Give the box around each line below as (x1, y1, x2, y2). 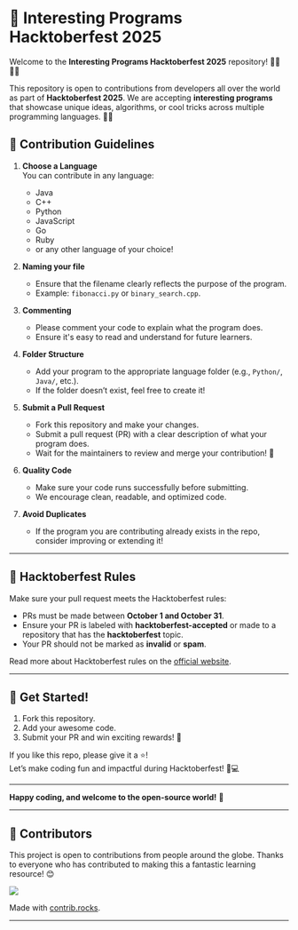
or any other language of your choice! (35, 243, 174, 254)
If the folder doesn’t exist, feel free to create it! (35, 385, 206, 395)
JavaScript (35, 215, 75, 226)
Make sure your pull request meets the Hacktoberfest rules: (9, 592, 227, 603)
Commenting (21, 305, 72, 315)
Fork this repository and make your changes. (35, 419, 200, 430)
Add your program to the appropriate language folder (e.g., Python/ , (35, 366, 284, 377)
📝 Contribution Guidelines (9, 137, 155, 152)
